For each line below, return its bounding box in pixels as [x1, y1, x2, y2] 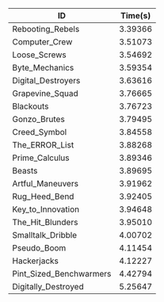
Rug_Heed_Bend [12, 191, 74, 201]
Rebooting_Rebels [12, 24, 80, 34]
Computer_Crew [12, 36, 73, 47]
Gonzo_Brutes [12, 114, 65, 124]
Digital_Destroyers [12, 75, 81, 86]
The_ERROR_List [12, 140, 74, 150]
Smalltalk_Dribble [12, 230, 78, 240]
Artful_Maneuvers [12, 178, 79, 189]
